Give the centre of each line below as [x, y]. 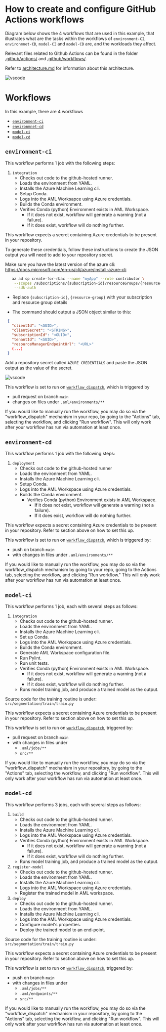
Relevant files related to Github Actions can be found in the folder [72, 53]
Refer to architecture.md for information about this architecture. [70, 68]
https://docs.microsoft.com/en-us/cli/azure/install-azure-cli [66, 269]
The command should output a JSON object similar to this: [72, 312]
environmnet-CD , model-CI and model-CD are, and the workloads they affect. [81, 43]
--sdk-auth [25, 288]
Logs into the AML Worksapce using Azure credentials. [76, 199]
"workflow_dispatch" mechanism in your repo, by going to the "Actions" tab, [83, 417]
